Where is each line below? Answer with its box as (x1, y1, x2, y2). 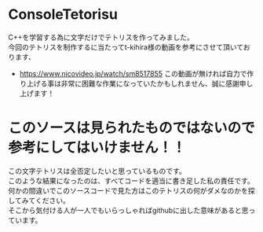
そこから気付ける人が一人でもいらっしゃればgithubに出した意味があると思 (8, 205, 249, 215)
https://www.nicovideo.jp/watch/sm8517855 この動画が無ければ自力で (19, 68, 247, 78)
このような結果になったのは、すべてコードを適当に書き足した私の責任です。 (8, 175, 255, 186)
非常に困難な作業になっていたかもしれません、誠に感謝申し (60, 79, 254, 88)
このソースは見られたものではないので (8, 120, 255, 137)
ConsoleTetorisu (8, 6, 118, 24)
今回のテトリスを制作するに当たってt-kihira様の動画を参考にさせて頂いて (8, 42, 243, 52)
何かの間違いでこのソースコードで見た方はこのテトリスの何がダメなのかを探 (8, 186, 255, 195)
